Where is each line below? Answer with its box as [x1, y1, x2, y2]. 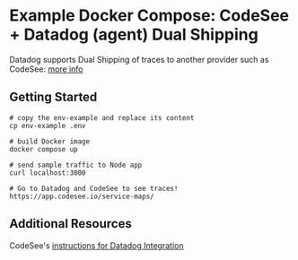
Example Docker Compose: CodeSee [9, 5, 290, 26]
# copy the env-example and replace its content [9, 113, 195, 122]
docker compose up [9, 144, 78, 153]
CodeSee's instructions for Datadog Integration [9, 239, 184, 251]
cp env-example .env [9, 121, 87, 130]
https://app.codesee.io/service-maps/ [9, 192, 154, 201]
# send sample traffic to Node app [9, 160, 143, 169]
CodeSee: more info [9, 64, 83, 74]
